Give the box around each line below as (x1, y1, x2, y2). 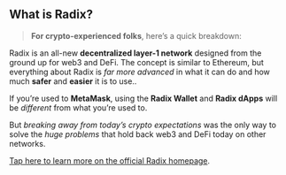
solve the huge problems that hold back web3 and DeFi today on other (9, 128, 267, 140)
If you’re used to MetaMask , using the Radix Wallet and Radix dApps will (9, 93, 278, 103)
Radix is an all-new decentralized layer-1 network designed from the (9, 48, 262, 58)
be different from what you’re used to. (9, 102, 148, 113)
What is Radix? (9, 7, 93, 22)
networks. (9, 138, 46, 148)
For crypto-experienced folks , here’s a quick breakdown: (30, 30, 242, 41)
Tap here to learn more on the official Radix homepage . (9, 155, 211, 166)
